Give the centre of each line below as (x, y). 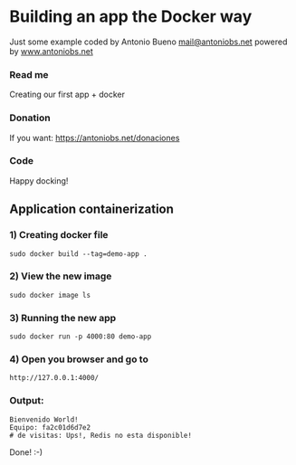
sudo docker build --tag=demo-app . (78, 254)
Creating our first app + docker (67, 95)
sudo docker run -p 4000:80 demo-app (81, 337)
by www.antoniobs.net (51, 51)
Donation (30, 118)
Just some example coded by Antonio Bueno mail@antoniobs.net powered (148, 42)
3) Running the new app (63, 318)
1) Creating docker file (59, 235)
